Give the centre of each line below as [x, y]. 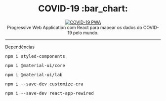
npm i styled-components [35, 56]
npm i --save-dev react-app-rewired [49, 93]
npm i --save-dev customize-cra [44, 84]
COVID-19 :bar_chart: [83, 9]
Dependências [20, 47]
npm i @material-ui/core [35, 65]
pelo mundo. [86, 33]
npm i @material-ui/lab [34, 75]
